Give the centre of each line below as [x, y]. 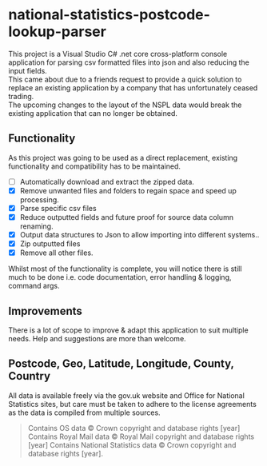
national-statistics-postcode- [109, 15]
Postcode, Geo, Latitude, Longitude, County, [121, 364]
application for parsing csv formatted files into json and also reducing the [129, 62]
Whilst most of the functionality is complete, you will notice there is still [125, 269]
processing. [40, 199]
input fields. [28, 70]
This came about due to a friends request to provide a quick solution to [125, 79]
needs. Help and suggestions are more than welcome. [97, 339]
